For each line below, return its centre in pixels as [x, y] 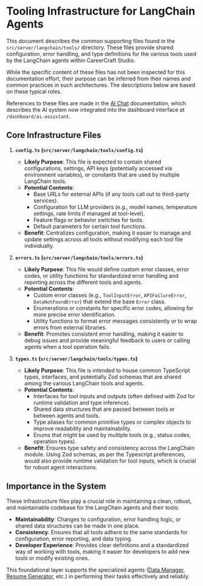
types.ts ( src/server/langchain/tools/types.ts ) [76, 358]
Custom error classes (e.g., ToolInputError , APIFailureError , [110, 295]
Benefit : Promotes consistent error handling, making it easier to [104, 334]
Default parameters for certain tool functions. [90, 226]
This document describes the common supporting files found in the [91, 41]
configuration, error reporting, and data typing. [74, 539]
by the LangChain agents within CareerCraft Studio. [71, 60]
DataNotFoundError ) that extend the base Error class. [99, 302]
